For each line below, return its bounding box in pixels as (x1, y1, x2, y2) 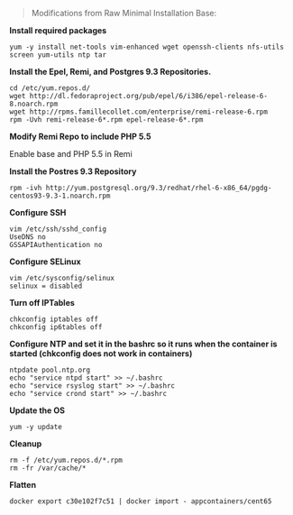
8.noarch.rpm (9, 99, 59, 108)
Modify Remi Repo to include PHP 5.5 (9, 131, 151, 142)
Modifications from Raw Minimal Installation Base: (31, 8, 217, 18)
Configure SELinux (9, 256, 81, 267)
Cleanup (9, 438, 42, 449)
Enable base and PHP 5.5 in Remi (9, 149, 133, 159)
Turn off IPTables (9, 298, 75, 308)
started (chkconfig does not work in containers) (9, 348, 193, 359)
